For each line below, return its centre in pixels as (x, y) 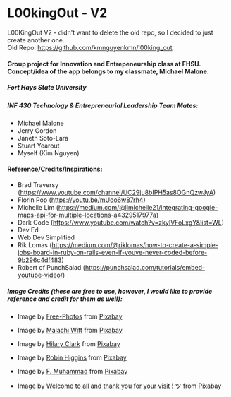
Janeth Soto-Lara (43, 138)
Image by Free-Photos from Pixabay (70, 316)
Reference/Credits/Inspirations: (55, 169)
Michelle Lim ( (38, 208)
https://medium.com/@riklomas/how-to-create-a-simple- (135, 245)
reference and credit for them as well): (65, 299)
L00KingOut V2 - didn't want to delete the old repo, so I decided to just (110, 32)
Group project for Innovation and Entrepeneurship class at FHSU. (104, 64)
